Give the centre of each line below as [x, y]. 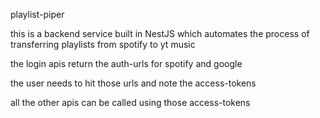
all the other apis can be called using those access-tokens [130, 102]
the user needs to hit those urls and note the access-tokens [133, 83]
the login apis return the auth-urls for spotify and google [126, 63]
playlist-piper [37, 14]
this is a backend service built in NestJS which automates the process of [160, 33]
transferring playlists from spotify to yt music [103, 44]
